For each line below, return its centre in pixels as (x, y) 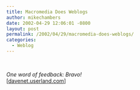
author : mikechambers (34, 18)
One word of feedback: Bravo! (44, 74)
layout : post (23, 29)
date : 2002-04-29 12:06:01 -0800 (48, 23)
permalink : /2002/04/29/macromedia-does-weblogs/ (70, 34)
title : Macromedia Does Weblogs (47, 12)
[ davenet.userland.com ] (36, 81)
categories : (21, 40)
